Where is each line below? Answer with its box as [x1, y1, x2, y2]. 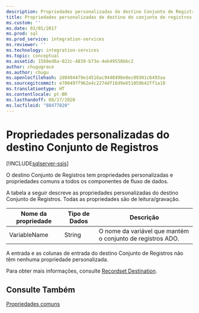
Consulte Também [6, 285, 76, 295]
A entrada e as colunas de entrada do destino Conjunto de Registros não [6, 250, 184, 257]
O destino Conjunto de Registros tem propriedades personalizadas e [6, 171, 174, 178]
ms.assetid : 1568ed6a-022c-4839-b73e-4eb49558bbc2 [6, 58, 134, 64]
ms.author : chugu [6, 69, 49, 75]
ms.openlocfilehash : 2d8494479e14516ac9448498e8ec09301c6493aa [6, 75, 166, 81]
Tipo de [68, 210, 90, 218]
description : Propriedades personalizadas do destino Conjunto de [6, 8, 174, 15]
